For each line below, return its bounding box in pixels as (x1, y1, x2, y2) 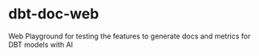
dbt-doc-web (8, 5, 99, 23)
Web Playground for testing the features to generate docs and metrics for (8, 31, 251, 41)
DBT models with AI (8, 39, 74, 49)
